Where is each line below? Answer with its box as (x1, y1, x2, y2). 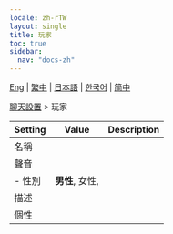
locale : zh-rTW (9, 13, 67, 23)
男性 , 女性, (54, 175, 99, 187)
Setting (14, 124, 46, 136)
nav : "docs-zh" (17, 56, 76, 65)
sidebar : (9, 47, 43, 56)
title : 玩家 (9, 30, 52, 39)
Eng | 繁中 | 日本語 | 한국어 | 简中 (9, 82, 131, 92)
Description (107, 124, 160, 136)
